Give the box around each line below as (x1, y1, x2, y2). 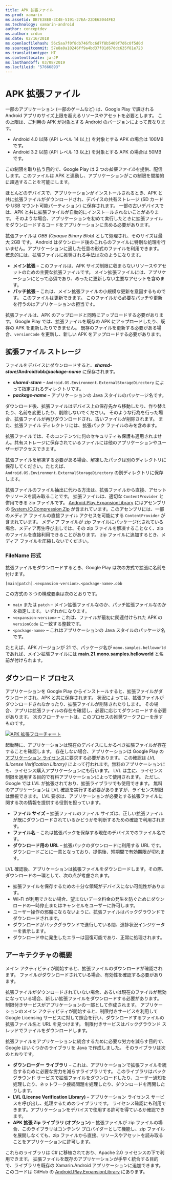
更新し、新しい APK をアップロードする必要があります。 (45, 331, 164, 338)
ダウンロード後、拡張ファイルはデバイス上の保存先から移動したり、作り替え (5, 403, 167, 409)
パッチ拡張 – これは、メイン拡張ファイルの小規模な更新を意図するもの (12, 288, 161, 295)
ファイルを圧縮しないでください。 (19, 538, 92, 544)
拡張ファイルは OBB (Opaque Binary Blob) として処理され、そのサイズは (5, 233, 159, 239)
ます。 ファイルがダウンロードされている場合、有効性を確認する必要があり (5, 971, 163, 977)
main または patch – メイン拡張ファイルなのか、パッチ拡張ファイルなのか (12, 602, 166, 608)
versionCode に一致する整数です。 (12, 621, 84, 627)
